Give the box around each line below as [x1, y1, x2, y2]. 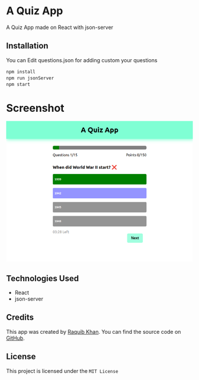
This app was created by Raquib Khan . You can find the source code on [6, 328, 181, 335]
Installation [6, 41, 49, 51]
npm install [6, 69, 36, 75]
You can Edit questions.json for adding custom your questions [6, 56, 158, 63]
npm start [6, 81, 31, 87]
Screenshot [6, 101, 65, 115]
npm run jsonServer [6, 75, 54, 81]
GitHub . [6, 334, 25, 342]
